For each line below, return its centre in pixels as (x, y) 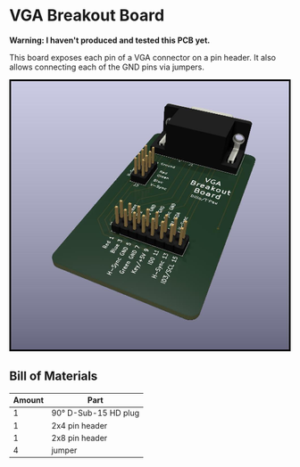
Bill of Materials (54, 377)
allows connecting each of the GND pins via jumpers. (107, 67)
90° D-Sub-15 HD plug (96, 413)
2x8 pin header (79, 438)
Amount (29, 400)
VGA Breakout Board (87, 16)
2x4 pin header (79, 425)
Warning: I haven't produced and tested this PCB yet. (110, 40)
